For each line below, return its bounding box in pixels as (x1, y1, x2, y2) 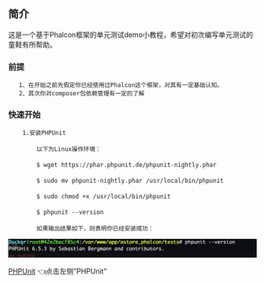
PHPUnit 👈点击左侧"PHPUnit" (8, 266, 107, 276)
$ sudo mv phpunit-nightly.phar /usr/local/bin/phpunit (36, 177, 224, 185)
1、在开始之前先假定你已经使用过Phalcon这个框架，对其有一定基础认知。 (18, 81, 223, 89)
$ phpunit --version (36, 208, 104, 217)
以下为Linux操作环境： (36, 145, 102, 154)
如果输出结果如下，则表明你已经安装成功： (36, 225, 155, 233)
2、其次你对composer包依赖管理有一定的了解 (18, 90, 145, 98)
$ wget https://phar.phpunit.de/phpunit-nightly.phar (36, 161, 217, 169)
